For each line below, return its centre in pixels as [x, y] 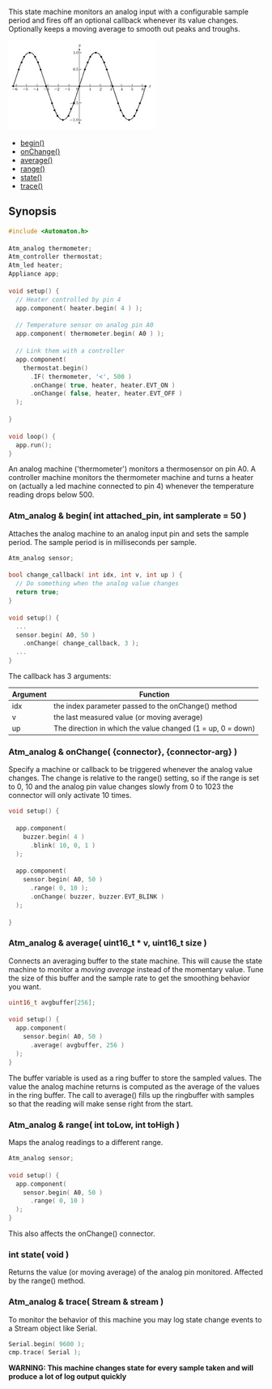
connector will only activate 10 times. [70, 795]
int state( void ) [39, 1254]
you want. [25, 986]
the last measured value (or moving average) [128, 718]
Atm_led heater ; [36, 266]
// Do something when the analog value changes [98, 584]
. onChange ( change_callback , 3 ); [81, 644]
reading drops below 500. [51, 495]
